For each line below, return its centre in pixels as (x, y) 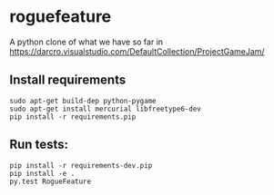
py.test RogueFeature (51, 181)
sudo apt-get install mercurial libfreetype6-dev (106, 109)
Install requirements (68, 80)
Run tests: (39, 145)
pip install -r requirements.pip (73, 117)
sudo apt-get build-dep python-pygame (83, 101)
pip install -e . (42, 173)
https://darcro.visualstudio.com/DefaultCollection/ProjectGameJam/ (137, 51)
